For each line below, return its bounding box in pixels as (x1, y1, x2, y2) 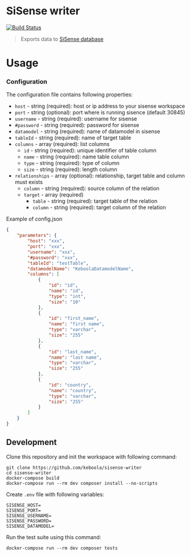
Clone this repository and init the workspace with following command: (6, 453, 177, 460)
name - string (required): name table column (23, 153, 129, 160)
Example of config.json (6, 216, 63, 223)
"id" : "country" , (48, 382, 92, 388)
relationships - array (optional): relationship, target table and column (14, 172, 185, 179)
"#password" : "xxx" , (27, 254, 78, 260)
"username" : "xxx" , (27, 249, 76, 255)
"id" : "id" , (48, 282, 78, 288)
